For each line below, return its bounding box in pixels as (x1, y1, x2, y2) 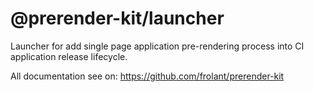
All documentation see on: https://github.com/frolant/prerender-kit (10, 70, 285, 82)
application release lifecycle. (10, 50, 128, 62)
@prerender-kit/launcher (10, 7, 225, 30)
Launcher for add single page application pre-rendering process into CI (10, 40, 305, 52)
